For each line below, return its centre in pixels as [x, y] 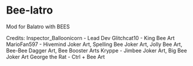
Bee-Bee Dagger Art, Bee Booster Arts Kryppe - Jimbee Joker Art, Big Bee [96, 50]
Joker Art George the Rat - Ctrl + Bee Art [56, 57]
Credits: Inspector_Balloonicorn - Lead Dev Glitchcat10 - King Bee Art [90, 38]
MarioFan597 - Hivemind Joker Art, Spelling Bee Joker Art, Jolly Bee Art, [94, 44]
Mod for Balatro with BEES [38, 27]
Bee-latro [29, 10]
